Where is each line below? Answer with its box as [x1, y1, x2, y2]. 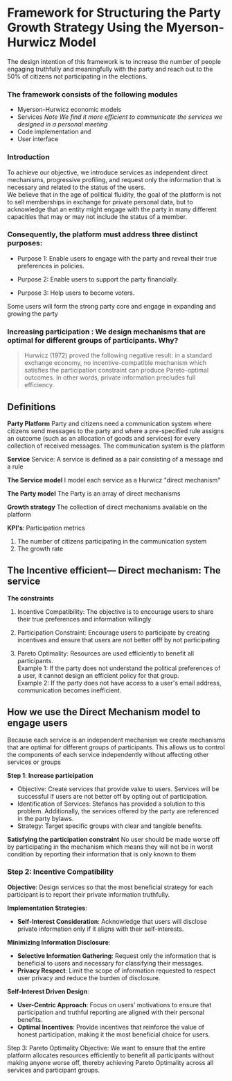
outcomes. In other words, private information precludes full [24, 373, 196, 382]
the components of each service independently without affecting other [7, 750, 209, 758]
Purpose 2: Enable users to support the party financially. [17, 275, 179, 283]
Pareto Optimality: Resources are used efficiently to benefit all [17, 649, 195, 658]
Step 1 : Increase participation [7, 771, 93, 779]
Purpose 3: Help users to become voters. [17, 288, 135, 297]
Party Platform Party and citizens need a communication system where [7, 419, 212, 428]
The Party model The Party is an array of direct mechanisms [7, 489, 181, 498]
